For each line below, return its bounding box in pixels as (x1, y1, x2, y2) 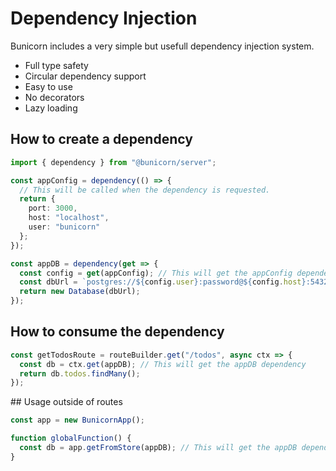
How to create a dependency (10, 131, 193, 148)
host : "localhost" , (28, 213, 110, 223)
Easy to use (24, 80, 73, 92)
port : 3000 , (28, 203, 78, 214)
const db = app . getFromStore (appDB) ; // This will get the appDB (19, 443, 298, 453)
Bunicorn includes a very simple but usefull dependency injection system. (10, 40, 315, 52)
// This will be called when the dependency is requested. (19, 185, 271, 195)
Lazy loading (24, 102, 78, 114)
